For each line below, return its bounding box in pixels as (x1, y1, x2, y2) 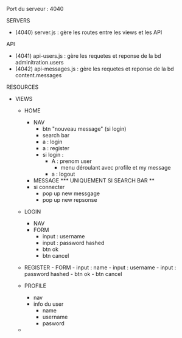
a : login (42, 138, 63, 145)
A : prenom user (51, 157, 93, 165)
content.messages (15, 72, 62, 78)
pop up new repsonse (42, 196, 97, 203)
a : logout (51, 170, 75, 178)
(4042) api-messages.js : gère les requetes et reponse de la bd (15, 65, 175, 72)
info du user (33, 300, 64, 308)
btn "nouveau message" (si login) (42, 125, 127, 133)
